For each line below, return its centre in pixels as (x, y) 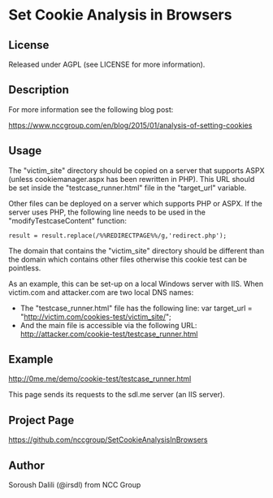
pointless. (25, 268)
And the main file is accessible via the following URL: (108, 325)
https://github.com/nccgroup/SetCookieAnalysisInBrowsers (108, 440)
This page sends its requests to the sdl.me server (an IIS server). (117, 395)
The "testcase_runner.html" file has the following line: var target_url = (136, 308)
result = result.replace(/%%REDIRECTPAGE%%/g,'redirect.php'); (118, 236)
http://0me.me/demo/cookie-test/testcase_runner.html (100, 379)
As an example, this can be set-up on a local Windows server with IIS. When (136, 284)
